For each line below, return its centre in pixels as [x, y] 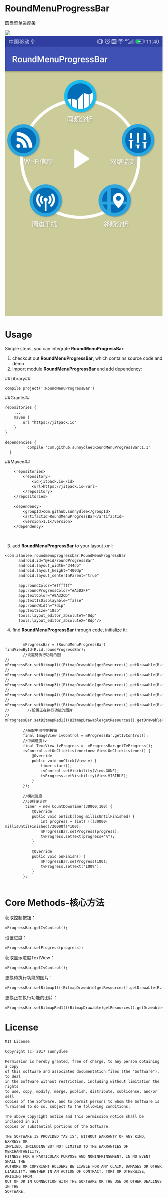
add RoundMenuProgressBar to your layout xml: [63, 546]
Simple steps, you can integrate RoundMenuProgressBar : [65, 348]
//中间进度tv [35, 741]
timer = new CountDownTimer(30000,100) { [69, 806]
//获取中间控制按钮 [40, 730]
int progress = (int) [63, 821]
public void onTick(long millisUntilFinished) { [83, 816]
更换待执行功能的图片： [29, 977]
